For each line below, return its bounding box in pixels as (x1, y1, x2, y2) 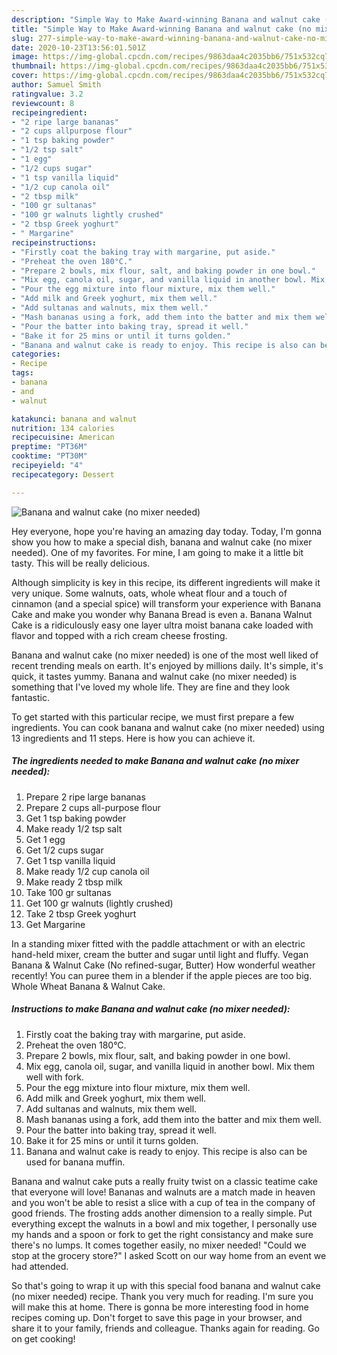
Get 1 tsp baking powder (25, 812, 127, 824)
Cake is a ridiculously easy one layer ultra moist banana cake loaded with (11, 619, 314, 631)
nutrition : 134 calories (11, 423, 115, 433)
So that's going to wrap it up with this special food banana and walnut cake (11, 1279, 321, 1291)
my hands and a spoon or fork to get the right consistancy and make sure (11, 1228, 314, 1240)
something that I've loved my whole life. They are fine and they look (11, 681, 291, 693)
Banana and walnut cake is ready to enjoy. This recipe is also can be (25, 1145, 308, 1157)
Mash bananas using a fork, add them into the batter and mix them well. (25, 1113, 322, 1125)
